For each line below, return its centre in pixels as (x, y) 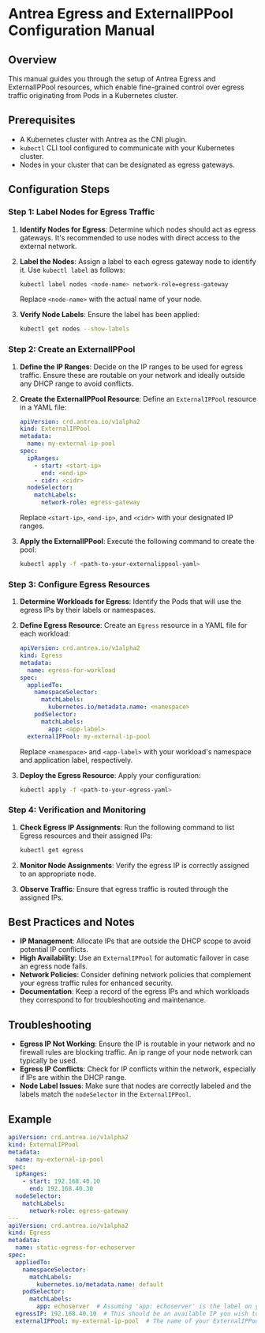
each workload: (45, 634)
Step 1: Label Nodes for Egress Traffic (82, 212)
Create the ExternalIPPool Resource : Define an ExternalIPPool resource (138, 398)
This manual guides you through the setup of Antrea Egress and (112, 79)
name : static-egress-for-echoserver (75, 1248)
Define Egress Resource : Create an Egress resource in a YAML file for (133, 625)
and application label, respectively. (76, 760)
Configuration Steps (59, 189)
